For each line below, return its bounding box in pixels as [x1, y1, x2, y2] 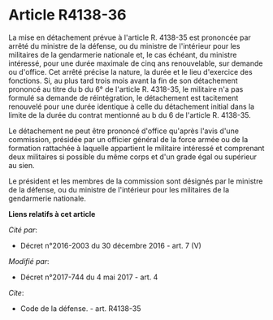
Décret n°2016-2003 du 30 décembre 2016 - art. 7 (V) [19, 240, 201, 250]
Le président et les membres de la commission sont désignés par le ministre [8, 176, 263, 186]
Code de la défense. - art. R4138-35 [19, 303, 141, 314]
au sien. [8, 160, 35, 170]
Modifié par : [8, 256, 50, 266]
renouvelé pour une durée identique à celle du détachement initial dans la [8, 102, 254, 111]
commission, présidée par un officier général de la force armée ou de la [8, 134, 249, 144]
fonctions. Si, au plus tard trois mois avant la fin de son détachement [8, 76, 238, 85]
